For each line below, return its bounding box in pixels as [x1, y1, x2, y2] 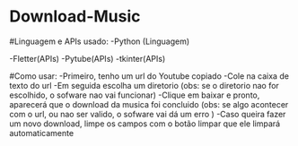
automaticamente [9, 127, 74, 138]
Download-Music [9, 6, 141, 27]
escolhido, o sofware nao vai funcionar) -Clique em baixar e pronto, [9, 90, 260, 100]
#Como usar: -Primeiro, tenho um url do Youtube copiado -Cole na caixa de [9, 70, 290, 82]
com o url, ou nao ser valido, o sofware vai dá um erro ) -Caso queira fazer [9, 108, 286, 119]
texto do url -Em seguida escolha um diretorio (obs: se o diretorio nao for [9, 80, 280, 90]
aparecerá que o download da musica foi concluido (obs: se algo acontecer [9, 99, 289, 109]
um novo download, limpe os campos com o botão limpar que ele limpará [9, 118, 281, 129]
